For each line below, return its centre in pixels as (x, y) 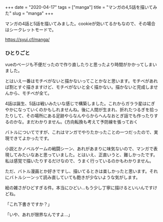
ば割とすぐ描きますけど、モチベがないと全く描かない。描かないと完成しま (80, 87)
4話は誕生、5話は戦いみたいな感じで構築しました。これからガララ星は (76, 103)
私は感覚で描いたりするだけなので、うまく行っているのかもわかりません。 (80, 161)
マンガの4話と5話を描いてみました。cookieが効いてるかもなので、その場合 (80, 24)
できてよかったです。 (30, 139)
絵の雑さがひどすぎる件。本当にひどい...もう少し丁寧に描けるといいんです (79, 188)
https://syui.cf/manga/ (27, 40)
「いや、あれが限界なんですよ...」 (39, 215)
